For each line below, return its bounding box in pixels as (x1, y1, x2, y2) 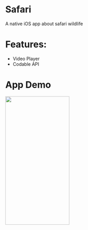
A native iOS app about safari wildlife (5, 21, 83, 27)
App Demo (5, 79, 51, 91)
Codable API (12, 61, 39, 67)
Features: (5, 39, 47, 50)
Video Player (12, 55, 40, 62)
